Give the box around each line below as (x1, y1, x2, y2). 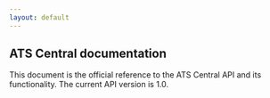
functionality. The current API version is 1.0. (9, 79, 169, 90)
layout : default (9, 12, 70, 22)
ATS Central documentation (9, 46, 167, 61)
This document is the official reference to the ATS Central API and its (9, 69, 262, 80)
